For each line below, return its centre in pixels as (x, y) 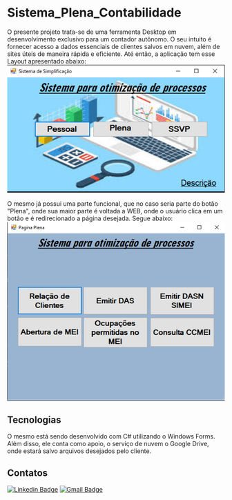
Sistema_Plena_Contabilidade (94, 13)
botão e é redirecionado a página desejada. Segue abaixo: (90, 218)
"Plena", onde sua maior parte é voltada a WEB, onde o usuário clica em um (115, 211)
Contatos (28, 473)
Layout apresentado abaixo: (47, 61)
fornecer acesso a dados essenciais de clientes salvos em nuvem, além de (114, 46)
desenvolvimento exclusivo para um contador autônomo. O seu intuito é (109, 39)
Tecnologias (34, 420)
